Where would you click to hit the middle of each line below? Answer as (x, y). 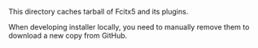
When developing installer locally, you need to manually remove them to (129, 27)
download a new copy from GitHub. (68, 36)
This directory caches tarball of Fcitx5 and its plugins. (98, 12)
